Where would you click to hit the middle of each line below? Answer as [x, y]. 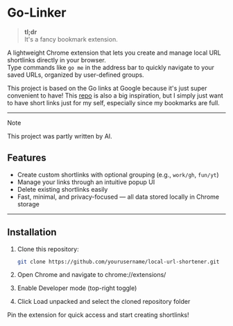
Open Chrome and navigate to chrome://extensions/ [92, 275]
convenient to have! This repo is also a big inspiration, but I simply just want [115, 96]
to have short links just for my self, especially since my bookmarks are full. [113, 102]
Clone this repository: [48, 249]
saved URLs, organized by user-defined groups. [76, 75]
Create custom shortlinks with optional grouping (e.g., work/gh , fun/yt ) [118, 174]
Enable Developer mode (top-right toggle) [77, 288]
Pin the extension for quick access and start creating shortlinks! [98, 315]
